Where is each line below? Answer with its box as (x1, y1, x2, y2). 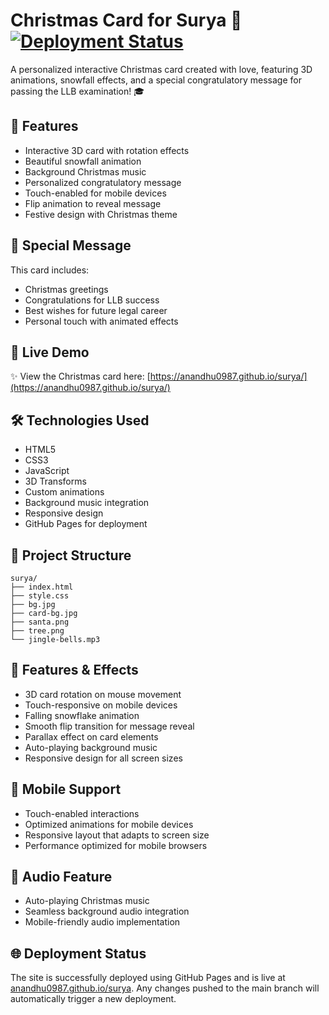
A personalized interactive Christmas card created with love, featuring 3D (10, 63, 313, 75)
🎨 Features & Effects (10, 662, 139, 679)
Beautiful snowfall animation (24, 155, 142, 167)
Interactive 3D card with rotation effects (24, 144, 190, 156)
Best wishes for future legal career (24, 304, 168, 316)
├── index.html (10, 582, 74, 592)
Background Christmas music (24, 165, 147, 178)
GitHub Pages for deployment (24, 518, 148, 530)
